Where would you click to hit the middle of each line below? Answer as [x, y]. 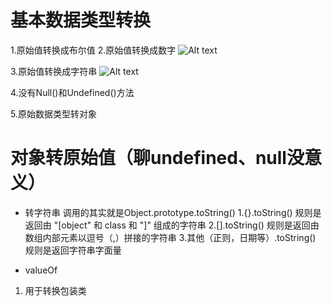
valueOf [41, 270]
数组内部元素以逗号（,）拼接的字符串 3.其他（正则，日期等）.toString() [170, 237]
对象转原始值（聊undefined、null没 [157, 158]
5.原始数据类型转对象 [53, 113]
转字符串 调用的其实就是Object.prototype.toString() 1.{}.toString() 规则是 [173, 212]
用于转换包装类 [55, 290]
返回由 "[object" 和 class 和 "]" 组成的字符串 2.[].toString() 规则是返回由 [172, 225]
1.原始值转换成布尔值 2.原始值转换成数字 [93, 50]
